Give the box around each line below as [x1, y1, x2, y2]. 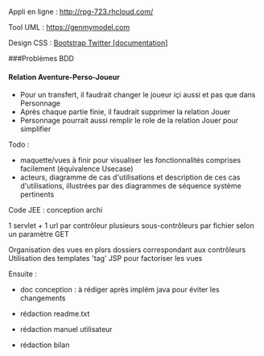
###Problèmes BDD [8, 54, 75, 63]
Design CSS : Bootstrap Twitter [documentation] [8, 38, 168, 48]
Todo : [8, 140, 30, 150]
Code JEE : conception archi [8, 205, 103, 215]
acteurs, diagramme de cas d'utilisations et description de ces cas [19, 172, 241, 182]
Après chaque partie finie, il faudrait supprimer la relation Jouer [19, 107, 231, 117]
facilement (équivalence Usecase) [19, 164, 134, 174]
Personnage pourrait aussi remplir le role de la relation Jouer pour [19, 116, 239, 126]
